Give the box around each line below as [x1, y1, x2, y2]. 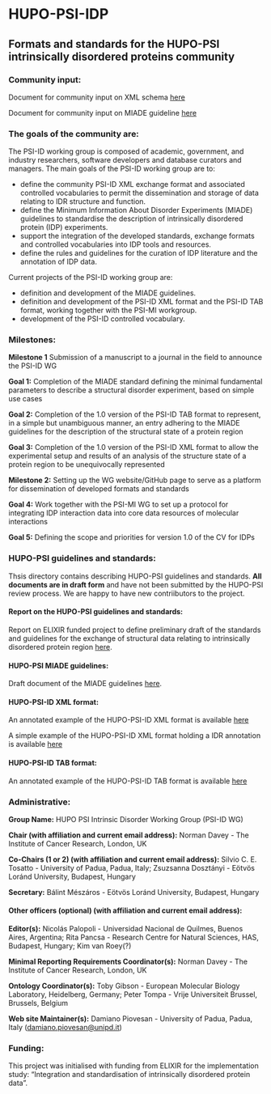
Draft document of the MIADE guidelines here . [8, 679, 163, 689]
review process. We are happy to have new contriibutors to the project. [8, 588, 245, 598]
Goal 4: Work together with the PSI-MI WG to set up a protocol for [8, 499, 229, 510]
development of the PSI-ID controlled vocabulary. [19, 314, 185, 324]
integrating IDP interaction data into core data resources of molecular [8, 508, 239, 518]
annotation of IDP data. [19, 257, 97, 267]
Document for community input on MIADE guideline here [8, 108, 197, 117]
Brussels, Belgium [8, 999, 69, 1008]
